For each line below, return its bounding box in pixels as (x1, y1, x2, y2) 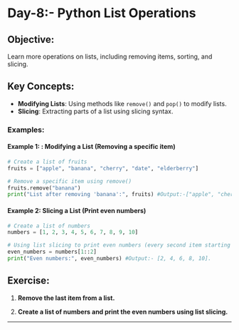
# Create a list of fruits (7, 158, 87, 165)
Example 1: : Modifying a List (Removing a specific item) (7, 143, 176, 151)
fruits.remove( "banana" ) (7, 184, 81, 192)
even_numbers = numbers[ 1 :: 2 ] (7, 248, 97, 256)
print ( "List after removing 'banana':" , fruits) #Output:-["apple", (7, 191, 215, 198)
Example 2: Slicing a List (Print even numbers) (7, 206, 147, 215)
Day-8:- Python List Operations (7, 5, 196, 21)
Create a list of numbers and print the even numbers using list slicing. (17, 307, 228, 316)
